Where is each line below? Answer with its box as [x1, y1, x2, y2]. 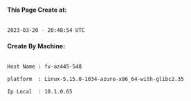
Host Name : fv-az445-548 [7, 63, 82, 71]
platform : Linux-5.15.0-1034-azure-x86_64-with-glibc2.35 [7, 76, 185, 83]
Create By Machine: [7, 42, 66, 50]
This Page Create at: [7, 6, 67, 14]
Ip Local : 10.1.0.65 [7, 89, 73, 95]
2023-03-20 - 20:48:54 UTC [7, 27, 85, 34]
